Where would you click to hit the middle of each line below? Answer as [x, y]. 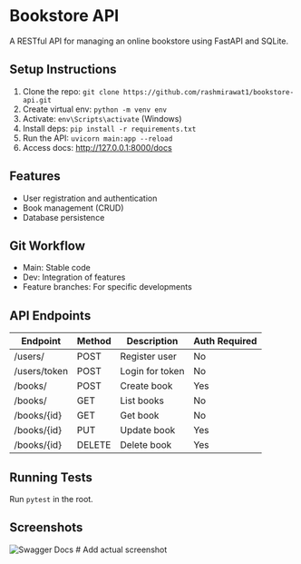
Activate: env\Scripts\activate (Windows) [102, 118]
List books [142, 401]
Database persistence [63, 217]
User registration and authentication [90, 198]
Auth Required [225, 341]
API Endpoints [50, 316]
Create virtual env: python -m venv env [95, 109]
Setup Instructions [63, 69]
